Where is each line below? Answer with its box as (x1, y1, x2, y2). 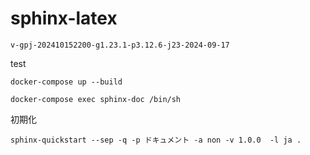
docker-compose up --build (10, 77, 123, 87)
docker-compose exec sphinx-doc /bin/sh (10, 94, 182, 104)
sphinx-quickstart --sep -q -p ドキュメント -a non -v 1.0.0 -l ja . (10, 135, 302, 145)
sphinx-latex (10, 7, 118, 30)
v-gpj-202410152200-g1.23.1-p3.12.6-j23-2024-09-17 (10, 40, 230, 50)
